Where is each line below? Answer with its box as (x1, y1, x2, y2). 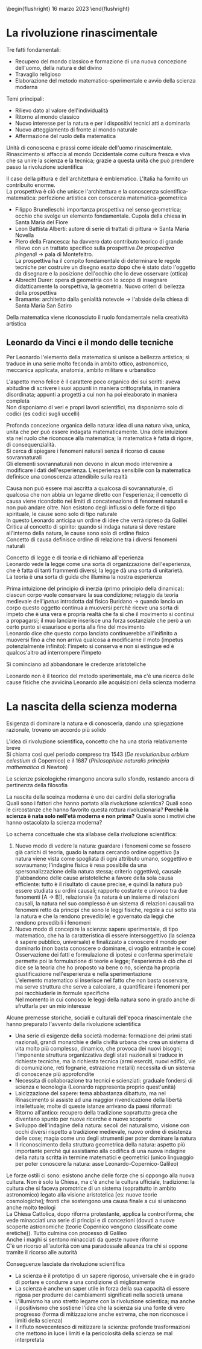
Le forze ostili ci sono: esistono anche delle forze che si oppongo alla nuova (6, 1172, 195, 1179)
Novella (14, 231, 34, 239)
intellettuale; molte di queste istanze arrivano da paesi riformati (14, 1102, 172, 1110)
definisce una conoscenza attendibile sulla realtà (6, 473, 128, 480)
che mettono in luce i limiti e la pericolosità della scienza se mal (14, 1329, 173, 1337)
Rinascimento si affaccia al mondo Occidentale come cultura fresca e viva (6, 150, 191, 157)
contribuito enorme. (6, 181, 55, 189)
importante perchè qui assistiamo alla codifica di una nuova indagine (14, 1147, 186, 1154)
